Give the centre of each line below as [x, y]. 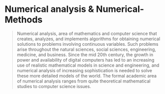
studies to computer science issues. [54, 86]
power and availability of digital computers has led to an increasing [85, 60]
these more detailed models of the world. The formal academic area [87, 76]
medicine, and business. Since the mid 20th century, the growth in [85, 54]
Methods [24, 20]
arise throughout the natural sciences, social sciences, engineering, [86, 49]
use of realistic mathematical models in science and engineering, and [88, 65]
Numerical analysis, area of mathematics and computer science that [87, 33]
